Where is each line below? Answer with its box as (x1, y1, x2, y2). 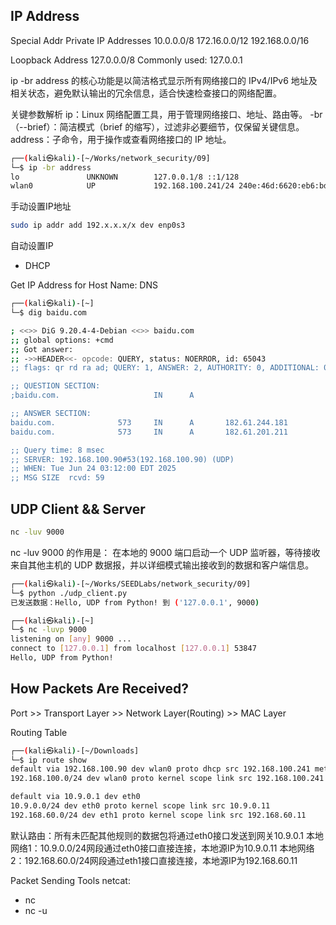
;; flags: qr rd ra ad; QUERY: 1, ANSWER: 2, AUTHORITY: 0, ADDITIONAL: (10, 363, 320, 373)
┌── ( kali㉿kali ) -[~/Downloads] (10, 745, 140, 756)
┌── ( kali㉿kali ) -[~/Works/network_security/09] (10, 153, 211, 163)
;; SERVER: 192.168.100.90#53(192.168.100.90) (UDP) (10, 454, 235, 464)
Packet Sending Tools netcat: (10, 874, 131, 886)
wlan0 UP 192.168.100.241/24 (10, 181, 235, 191)
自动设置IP (10, 240, 54, 252)
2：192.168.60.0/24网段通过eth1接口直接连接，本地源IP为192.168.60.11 (10, 854, 298, 866)
